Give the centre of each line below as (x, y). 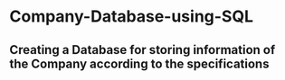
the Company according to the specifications (139, 63)
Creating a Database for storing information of (142, 50)
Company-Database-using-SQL (132, 17)
